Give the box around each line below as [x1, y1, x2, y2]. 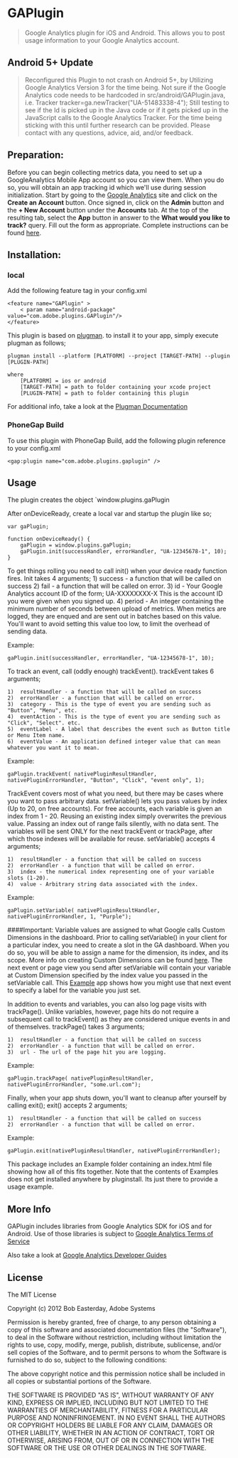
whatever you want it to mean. [7, 744, 100, 751]
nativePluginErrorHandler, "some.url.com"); [7, 1081, 141, 1088]
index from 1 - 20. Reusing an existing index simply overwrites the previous [7, 812, 227, 820]
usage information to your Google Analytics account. [24, 36, 180, 44]
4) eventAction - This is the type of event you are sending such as [7, 713, 221, 721]
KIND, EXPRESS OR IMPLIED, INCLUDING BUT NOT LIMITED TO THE [7, 1398, 209, 1407]
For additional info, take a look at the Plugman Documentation [7, 402, 188, 411]
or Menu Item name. [7, 732, 65, 739]
